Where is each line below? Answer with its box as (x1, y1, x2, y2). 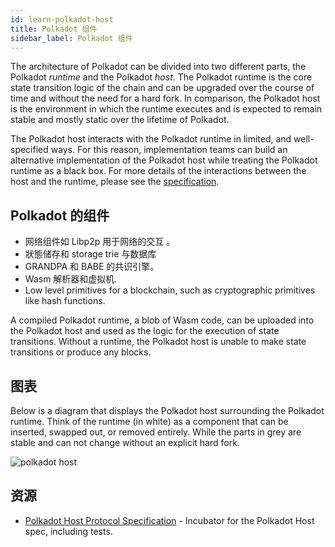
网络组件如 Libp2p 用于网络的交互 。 (24, 236, 176, 248)
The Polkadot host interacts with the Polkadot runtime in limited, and (10, 133, 292, 145)
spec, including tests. (24, 525, 113, 537)
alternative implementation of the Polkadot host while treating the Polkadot (10, 154, 318, 166)
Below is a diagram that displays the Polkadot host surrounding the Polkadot (10, 405, 325, 416)
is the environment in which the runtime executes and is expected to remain (10, 103, 323, 115)
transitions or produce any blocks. (10, 346, 152, 358)
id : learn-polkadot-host (10, 14, 114, 25)
